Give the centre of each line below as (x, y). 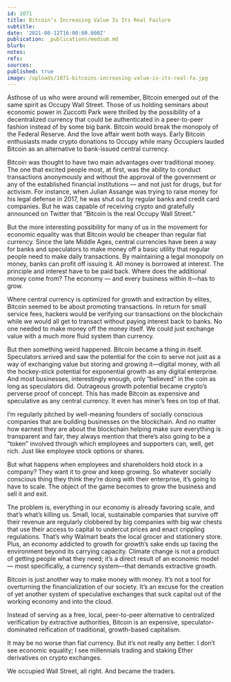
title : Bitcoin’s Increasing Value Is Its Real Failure (89, 20)
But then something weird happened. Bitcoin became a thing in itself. (105, 349)
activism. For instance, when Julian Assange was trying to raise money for (113, 192)
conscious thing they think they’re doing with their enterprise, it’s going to (112, 479)
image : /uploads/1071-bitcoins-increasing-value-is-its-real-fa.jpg (108, 78)
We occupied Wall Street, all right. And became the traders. (91, 671)
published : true (30, 71)
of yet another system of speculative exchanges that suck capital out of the (114, 594)
